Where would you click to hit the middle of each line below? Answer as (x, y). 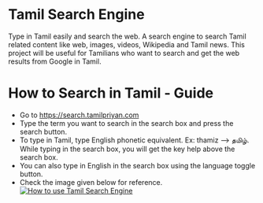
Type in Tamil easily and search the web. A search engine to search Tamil (127, 36)
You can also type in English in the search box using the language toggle (137, 165)
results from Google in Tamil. (55, 61)
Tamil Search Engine (76, 15)
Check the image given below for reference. (91, 182)
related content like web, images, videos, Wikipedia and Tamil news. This (127, 44)
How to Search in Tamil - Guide (111, 93)
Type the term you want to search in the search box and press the (126, 123)
